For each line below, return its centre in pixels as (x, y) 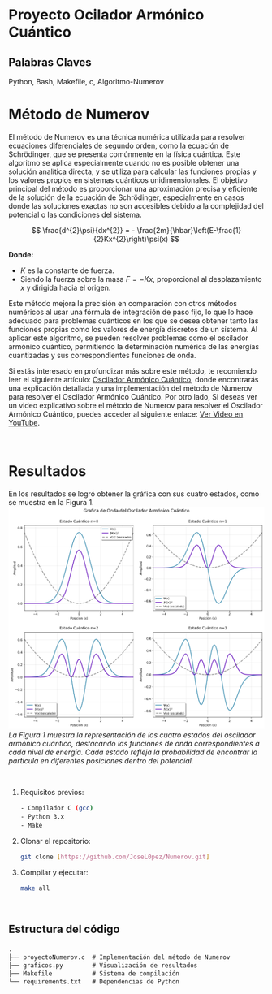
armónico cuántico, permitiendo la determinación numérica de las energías (134, 346)
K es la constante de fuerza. (67, 270)
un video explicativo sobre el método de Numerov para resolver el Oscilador (136, 405)
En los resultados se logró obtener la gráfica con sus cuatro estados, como (134, 494)
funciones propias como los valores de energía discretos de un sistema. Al (133, 329)
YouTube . (24, 422)
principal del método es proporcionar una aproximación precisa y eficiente (133, 188)
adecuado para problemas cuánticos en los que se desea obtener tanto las (134, 320)
